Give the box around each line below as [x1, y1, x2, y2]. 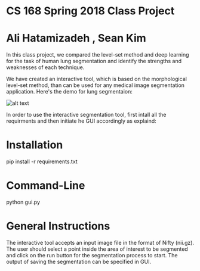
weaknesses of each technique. [6, 64, 85, 71]
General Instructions [6, 219, 110, 233]
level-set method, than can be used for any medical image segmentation [6, 82, 185, 89]
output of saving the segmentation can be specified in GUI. [6, 258, 152, 265]
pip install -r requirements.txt [6, 158, 78, 165]
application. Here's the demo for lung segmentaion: [6, 88, 133, 95]
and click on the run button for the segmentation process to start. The [6, 251, 178, 258]
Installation [6, 138, 63, 152]
